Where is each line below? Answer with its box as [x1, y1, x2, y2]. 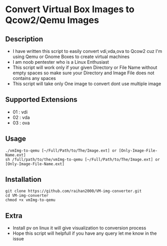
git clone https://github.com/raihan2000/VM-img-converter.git [5, 188, 142, 194]
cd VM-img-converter [5, 193, 49, 198]
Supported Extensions [5, 95, 78, 104]
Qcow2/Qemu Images [5, 14, 99, 26]
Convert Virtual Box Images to [5, 4, 135, 15]
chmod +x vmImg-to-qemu [5, 198, 56, 203]
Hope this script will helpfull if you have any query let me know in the [12, 230, 157, 236]
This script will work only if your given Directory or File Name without [12, 65, 157, 70]
